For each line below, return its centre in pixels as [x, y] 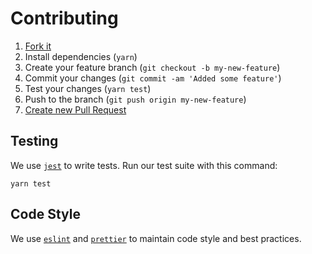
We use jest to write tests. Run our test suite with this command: [144, 165]
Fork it [38, 46]
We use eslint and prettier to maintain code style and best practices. [156, 238]
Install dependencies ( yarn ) [81, 56]
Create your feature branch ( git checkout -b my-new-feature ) [152, 67]
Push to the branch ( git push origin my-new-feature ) [135, 99]
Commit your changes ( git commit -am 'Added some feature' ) [153, 78]
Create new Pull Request [75, 109]
